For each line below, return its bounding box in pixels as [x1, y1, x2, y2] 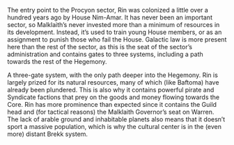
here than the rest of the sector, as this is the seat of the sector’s [7, 43, 193, 51]
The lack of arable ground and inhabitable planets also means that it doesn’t [7, 115, 226, 123]
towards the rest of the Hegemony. [7, 58, 107, 65]
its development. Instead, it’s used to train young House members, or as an [7, 28, 222, 36]
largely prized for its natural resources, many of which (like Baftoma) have [7, 78, 219, 86]
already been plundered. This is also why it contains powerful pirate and [7, 86, 214, 94]
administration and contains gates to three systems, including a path [7, 50, 203, 58]
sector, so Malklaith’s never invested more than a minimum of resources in [7, 21, 220, 28]
